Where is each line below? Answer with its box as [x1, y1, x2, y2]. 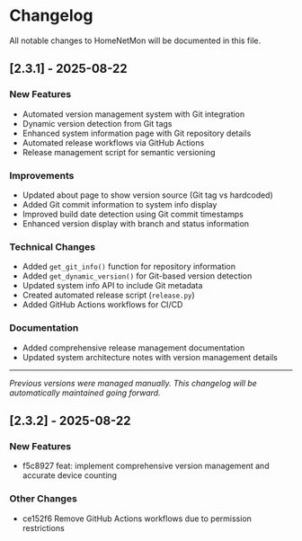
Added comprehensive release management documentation [22, 342, 245, 353]
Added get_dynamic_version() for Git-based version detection [22, 270, 253, 281]
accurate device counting [22, 470, 118, 481]
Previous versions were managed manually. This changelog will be [9, 377, 258, 388]
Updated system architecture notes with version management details [22, 351, 279, 362]
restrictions [22, 522, 65, 533]
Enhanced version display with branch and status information [22, 217, 250, 229]
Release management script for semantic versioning [22, 146, 216, 157]
